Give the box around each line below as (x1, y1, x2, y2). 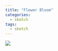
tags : (5, 21, 17, 27)
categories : (5, 12, 31, 17)
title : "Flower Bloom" (5, 7, 53, 13)
